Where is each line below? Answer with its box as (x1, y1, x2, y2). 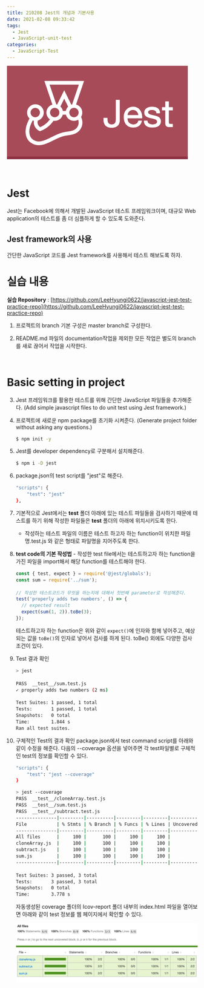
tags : (7, 22, 21, 28)
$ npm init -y (15, 436, 51, 442)
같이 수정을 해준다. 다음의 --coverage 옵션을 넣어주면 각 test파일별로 (15, 744, 179, 751)
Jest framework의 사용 (7, 234, 92, 244)
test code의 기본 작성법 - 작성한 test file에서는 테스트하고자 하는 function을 (15, 550, 196, 557)
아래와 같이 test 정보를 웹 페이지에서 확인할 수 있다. (22, 911, 143, 918)
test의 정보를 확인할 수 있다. (22, 752, 88, 759)
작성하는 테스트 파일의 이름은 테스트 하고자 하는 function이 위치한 (24, 529, 180, 537)
